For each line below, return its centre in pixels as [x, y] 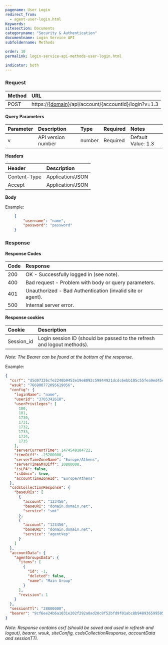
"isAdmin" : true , [32, 474]
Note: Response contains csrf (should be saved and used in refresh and [79, 627]
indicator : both [22, 65]
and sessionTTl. [22, 638]
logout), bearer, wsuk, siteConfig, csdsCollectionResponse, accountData [80, 633]
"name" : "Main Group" [50, 581]
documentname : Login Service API [40, 38]
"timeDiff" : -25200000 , [39, 455]
